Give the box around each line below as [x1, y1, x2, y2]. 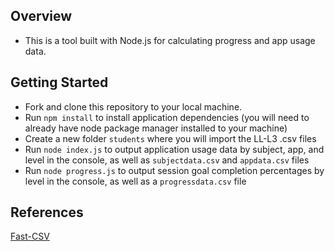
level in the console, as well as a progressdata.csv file [24, 175, 247, 187]
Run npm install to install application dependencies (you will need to [24, 111, 310, 123]
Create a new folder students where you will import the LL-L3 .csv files [24, 132, 317, 144]
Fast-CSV [10, 230, 50, 243]
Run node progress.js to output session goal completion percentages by [24, 164, 325, 176]
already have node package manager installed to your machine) [24, 122, 288, 134]
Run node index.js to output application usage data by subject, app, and [24, 143, 325, 155]
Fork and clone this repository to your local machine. [24, 100, 243, 113]
